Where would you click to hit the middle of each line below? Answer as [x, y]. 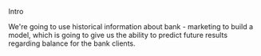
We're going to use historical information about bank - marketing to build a [131, 26]
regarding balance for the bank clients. [72, 43]
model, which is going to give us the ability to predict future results [118, 35]
